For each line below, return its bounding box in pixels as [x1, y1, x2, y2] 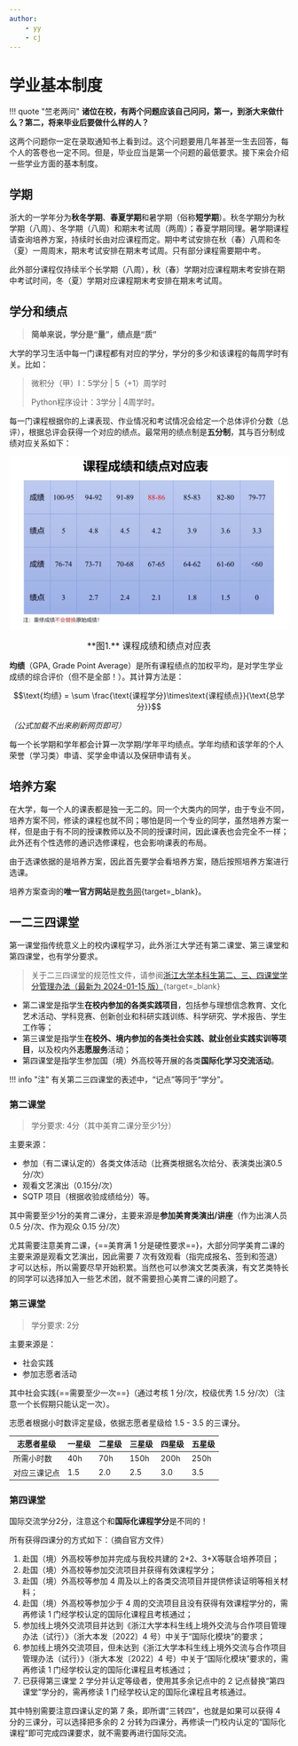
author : [9, 14, 38, 23]
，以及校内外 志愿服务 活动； [29, 1044, 131, 1055]
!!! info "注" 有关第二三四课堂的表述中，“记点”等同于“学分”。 [9, 1074, 229, 1085]
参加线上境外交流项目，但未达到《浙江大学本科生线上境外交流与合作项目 [21, 1642, 286, 1653]
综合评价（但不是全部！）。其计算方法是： [32, 671, 184, 683]
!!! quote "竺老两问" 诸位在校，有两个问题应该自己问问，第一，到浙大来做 [9, 107, 277, 117]
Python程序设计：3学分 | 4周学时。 [30, 396, 160, 407]
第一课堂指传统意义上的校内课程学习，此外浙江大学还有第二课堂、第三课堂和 [9, 940, 289, 951]
